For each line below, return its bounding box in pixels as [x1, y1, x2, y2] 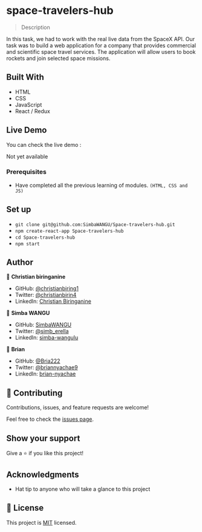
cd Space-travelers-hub [15, 234, 76, 241]
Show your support [6, 433, 80, 443]
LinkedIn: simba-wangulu [15, 334, 79, 342]
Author [6, 258, 33, 268]
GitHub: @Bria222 [15, 357, 60, 365]
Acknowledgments [6, 469, 80, 479]
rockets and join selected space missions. [6, 54, 111, 62]
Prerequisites [6, 167, 47, 176]
